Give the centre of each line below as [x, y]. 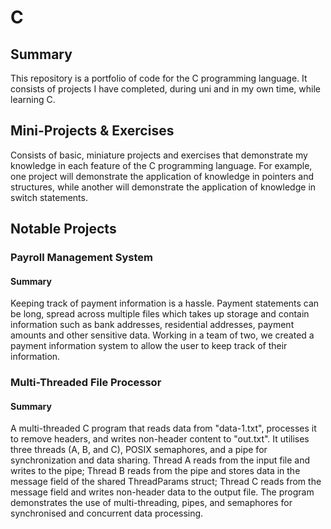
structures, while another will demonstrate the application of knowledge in [163, 187]
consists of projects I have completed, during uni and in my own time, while [165, 89]
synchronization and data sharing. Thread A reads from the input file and [160, 460]
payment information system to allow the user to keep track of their [149, 346]
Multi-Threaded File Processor [86, 383]
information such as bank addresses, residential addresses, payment [152, 325]
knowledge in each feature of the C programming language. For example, [161, 165]
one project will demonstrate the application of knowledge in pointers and [162, 176]
